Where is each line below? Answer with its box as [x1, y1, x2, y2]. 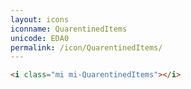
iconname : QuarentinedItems [10, 24, 128, 34]
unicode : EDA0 [10, 33, 70, 43]
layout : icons [10, 14, 70, 25]
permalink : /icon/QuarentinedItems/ [10, 42, 163, 53]
